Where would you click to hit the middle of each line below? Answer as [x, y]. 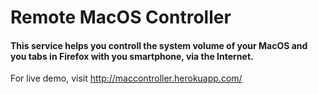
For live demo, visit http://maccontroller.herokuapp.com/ [126, 78]
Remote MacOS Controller [121, 17]
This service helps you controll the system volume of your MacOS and [159, 45]
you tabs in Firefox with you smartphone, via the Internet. [132, 56]
